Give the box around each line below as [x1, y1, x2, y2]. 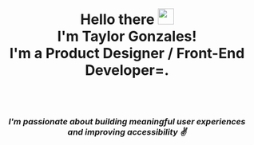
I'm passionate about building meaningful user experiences [8, 116, 246, 127]
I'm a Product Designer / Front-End [9, 45, 245, 63]
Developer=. [84, 61, 170, 80]
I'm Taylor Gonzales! [57, 28, 197, 45]
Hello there [80, 10, 155, 29]
